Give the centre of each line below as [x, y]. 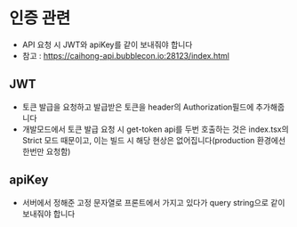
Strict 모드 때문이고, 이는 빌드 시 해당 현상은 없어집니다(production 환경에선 [154, 140]
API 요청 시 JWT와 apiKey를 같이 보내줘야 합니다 [107, 45]
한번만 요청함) [46, 151]
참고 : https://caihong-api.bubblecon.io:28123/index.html [125, 55]
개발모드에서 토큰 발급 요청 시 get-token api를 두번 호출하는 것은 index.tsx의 [155, 129]
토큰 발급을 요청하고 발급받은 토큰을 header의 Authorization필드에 [138, 107]
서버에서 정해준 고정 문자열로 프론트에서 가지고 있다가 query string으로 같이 [153, 202]
